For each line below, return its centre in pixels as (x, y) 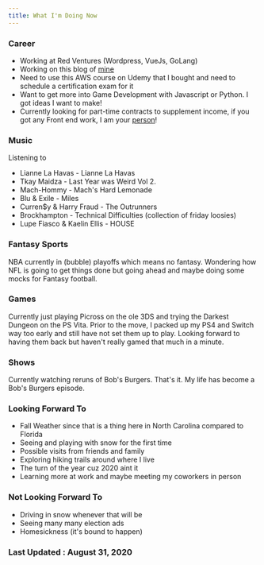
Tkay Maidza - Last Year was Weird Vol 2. (88, 182)
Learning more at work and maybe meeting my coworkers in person (130, 477)
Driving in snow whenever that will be (81, 514)
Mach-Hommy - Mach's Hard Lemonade (86, 190)
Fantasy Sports (38, 245)
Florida (31, 435)
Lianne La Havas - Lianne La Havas (77, 173)
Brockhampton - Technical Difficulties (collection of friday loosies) (128, 215)
